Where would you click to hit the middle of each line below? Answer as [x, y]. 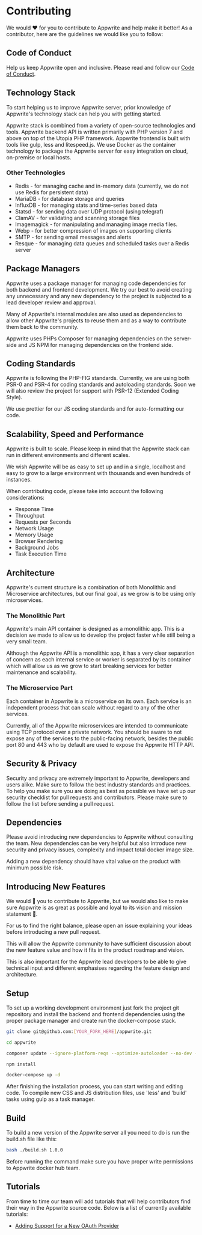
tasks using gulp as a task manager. [50, 1099]
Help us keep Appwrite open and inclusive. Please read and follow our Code [100, 67]
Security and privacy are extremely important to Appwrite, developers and [98, 778]
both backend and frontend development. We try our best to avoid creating [99, 289]
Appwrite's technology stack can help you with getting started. [84, 114]
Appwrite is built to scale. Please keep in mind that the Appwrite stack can [98, 449]
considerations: [26, 498]
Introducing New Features [56, 887]
